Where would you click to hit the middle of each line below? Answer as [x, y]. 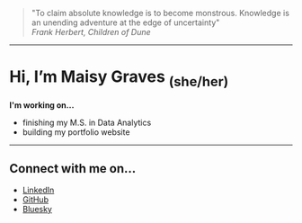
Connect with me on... [73, 169]
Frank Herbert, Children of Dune [91, 32]
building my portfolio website [76, 132]
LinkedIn [38, 190]
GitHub [36, 200]
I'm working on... [42, 105]
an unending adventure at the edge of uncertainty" [125, 22]
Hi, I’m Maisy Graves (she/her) [119, 78]
